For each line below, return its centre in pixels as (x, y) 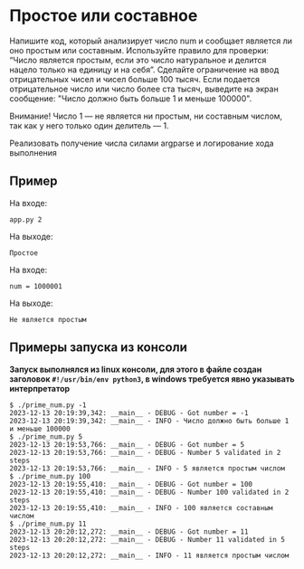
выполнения (33, 152)
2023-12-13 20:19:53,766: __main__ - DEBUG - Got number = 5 (127, 444)
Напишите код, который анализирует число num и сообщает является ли (151, 41)
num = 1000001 (36, 286)
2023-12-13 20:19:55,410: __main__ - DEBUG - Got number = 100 (131, 484)
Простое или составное (104, 16)
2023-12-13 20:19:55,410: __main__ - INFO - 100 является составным (141, 507)
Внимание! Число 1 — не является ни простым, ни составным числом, (146, 116)
